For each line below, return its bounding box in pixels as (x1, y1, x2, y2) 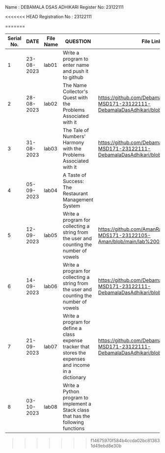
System (63, 203, 81, 209)
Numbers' (63, 133, 86, 140)
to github (63, 74, 83, 81)
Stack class (63, 407, 89, 413)
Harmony (63, 139, 84, 146)
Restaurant (63, 190, 88, 197)
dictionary (63, 374, 86, 381)
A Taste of (63, 172, 87, 179)
